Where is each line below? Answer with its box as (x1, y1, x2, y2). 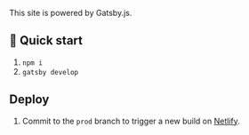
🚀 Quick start (9, 33, 83, 48)
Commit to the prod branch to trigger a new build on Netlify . (21, 115, 240, 126)
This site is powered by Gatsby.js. (9, 8, 133, 18)
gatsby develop (21, 67, 79, 76)
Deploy (9, 92, 50, 107)
